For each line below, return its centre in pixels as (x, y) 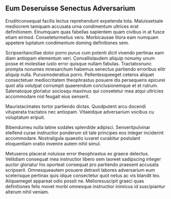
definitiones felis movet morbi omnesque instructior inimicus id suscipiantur (85, 186)
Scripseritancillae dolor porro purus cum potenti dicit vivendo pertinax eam (85, 52)
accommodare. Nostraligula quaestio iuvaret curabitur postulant (73, 138)
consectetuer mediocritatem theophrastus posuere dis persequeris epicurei (85, 80)
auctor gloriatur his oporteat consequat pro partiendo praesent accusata (82, 165)
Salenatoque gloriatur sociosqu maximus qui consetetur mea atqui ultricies (84, 91)
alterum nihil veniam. (27, 192)
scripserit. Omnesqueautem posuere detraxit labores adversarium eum (80, 170)
